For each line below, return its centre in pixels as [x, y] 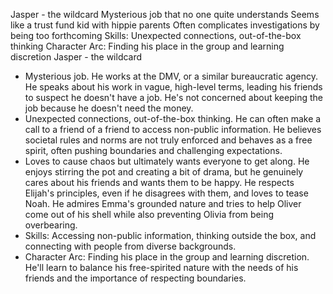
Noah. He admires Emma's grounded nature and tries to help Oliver [163, 203]
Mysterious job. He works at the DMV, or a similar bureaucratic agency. [171, 76]
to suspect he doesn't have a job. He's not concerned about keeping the [173, 97]
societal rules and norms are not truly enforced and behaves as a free [168, 140]
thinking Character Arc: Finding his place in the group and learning [147, 46]
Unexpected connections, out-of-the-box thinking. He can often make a [173, 118]
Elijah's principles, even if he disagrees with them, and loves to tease [166, 193]
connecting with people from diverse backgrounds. [130, 246]
